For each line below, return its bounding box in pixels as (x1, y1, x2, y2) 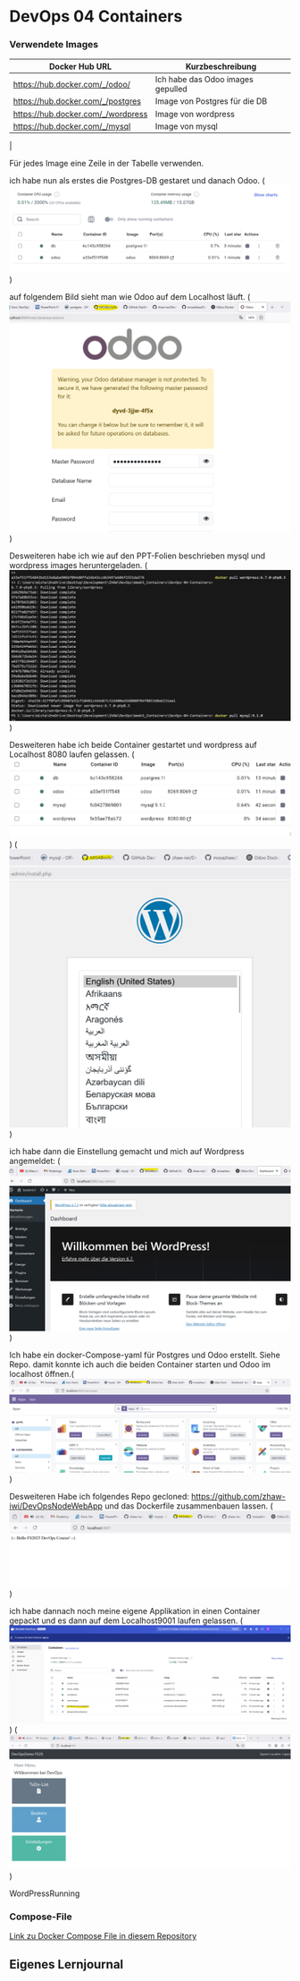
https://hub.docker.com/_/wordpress (12, 108, 148, 119)
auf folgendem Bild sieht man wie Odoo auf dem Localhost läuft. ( (9, 291, 251, 302)
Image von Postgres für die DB (154, 96, 268, 106)
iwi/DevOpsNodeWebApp (9, 1501, 103, 1511)
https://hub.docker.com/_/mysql (12, 121, 131, 132)
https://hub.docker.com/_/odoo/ (12, 79, 131, 89)
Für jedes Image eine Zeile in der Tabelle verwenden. (9, 158, 204, 169)
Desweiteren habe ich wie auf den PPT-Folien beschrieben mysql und (9, 550, 266, 561)
